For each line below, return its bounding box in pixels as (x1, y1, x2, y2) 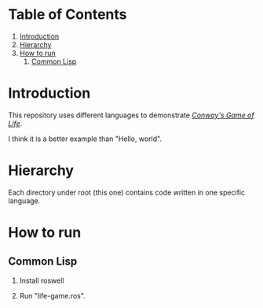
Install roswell (19, 276, 64, 285)
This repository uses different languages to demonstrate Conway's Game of (8, 110, 254, 120)
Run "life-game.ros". (19, 291, 86, 300)
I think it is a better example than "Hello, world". (8, 134, 163, 143)
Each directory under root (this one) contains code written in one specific (8, 187, 246, 197)
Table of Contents (8, 6, 127, 24)
